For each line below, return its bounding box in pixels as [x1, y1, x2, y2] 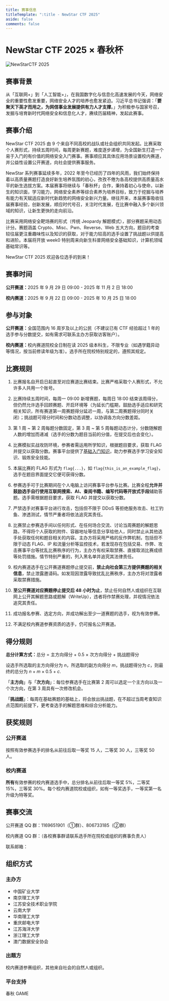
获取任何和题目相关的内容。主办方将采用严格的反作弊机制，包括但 [22, 535, 158, 541]
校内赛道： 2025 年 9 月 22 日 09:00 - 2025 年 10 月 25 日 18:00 [6, 295, 137, 301]
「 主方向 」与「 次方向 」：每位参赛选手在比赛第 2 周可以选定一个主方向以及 [6, 679, 158, 685]
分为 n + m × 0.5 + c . [19, 669, 61, 675]
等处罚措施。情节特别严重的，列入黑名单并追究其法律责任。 [13, 553, 136, 559]
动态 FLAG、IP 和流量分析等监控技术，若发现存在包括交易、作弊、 [22, 541, 158, 547]
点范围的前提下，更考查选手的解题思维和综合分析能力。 [6, 702, 120, 708]
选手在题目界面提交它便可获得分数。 [13, 472, 88, 478]
